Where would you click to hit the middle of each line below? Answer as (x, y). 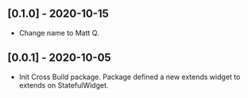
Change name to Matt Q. (59, 32)
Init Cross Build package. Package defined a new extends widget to (130, 77)
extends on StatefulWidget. (64, 85)
